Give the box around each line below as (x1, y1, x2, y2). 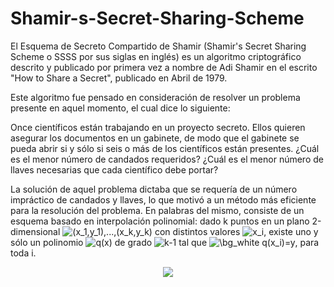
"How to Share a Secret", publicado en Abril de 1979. (10, 72, 228, 84)
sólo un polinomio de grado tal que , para (10, 236, 320, 248)
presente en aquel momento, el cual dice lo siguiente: (10, 102, 231, 114)
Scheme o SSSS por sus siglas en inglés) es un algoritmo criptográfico (10, 50, 302, 62)
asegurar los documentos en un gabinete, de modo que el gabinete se (10, 132, 300, 144)
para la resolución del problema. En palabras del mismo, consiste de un (10, 204, 305, 216)
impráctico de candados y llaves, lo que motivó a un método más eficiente (10, 193, 317, 206)
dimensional (10, 225, 61, 237)
